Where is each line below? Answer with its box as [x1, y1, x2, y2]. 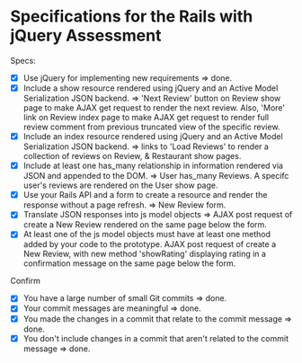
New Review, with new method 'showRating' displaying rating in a [22, 249, 266, 260]
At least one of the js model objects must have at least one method [22, 229, 271, 240]
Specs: [10, 55, 37, 66]
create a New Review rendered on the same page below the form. [22, 219, 268, 230]
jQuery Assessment [10, 25, 162, 46]
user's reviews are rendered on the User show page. [22, 180, 218, 190]
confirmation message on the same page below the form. [22, 258, 236, 269]
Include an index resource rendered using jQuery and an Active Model [22, 131, 284, 142]
